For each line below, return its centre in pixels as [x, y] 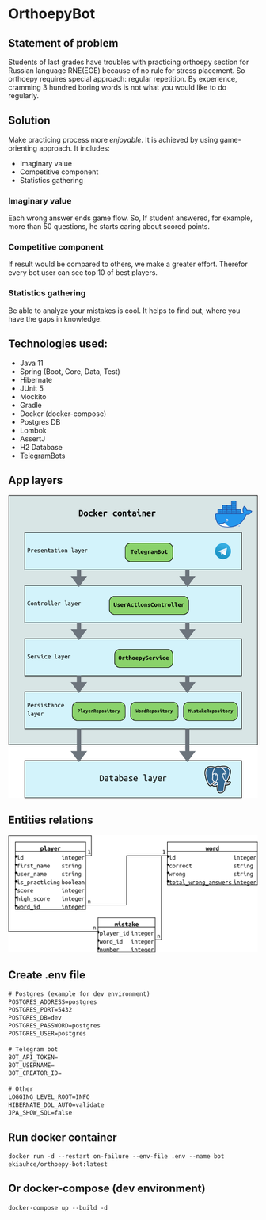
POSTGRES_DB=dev [35, 1018]
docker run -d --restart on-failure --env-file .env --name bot [116, 1156]
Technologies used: [58, 344]
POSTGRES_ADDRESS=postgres [53, 1002]
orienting [23, 148]
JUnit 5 [31, 388]
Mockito [33, 396]
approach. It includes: [75, 148]
